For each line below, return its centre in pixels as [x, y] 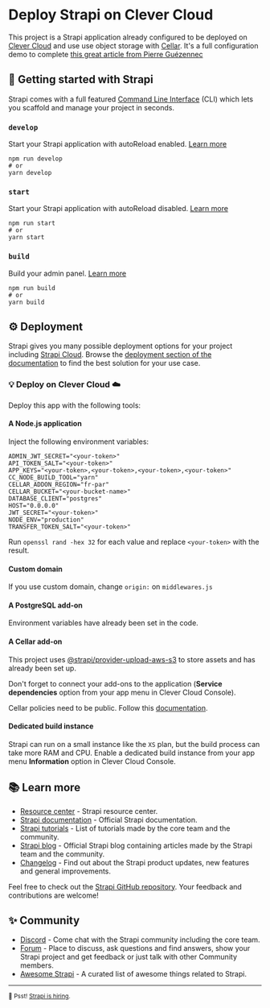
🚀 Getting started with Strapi [81, 79]
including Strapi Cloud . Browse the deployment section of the [110, 355]
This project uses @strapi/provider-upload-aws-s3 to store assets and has [132, 659]
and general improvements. [65, 871]
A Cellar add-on [35, 641]
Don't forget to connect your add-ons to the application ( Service [115, 683]
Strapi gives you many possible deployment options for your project [121, 346]
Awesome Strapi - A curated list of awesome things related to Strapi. [133, 974]
